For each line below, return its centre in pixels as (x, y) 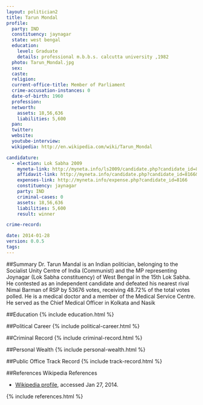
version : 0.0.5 (25, 241)
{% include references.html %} (45, 396)
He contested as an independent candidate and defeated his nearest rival (98, 283)
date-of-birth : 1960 (37, 96)
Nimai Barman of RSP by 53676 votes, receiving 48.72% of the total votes (98, 290)
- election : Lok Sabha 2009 (47, 163)
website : (23, 136)
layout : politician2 (32, 12)
